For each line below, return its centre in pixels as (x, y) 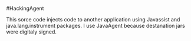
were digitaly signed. (32, 32)
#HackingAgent (25, 8)
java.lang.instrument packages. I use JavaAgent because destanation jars (96, 26)
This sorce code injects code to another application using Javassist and (93, 19)
